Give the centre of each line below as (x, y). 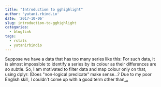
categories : (17, 27)
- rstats (18, 41)
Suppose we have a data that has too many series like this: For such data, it (80, 59)
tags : (10, 37)
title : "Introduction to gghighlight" (44, 9)
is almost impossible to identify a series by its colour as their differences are (81, 64)
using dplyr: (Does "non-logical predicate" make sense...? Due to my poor (78, 74)
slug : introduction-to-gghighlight (41, 23)
